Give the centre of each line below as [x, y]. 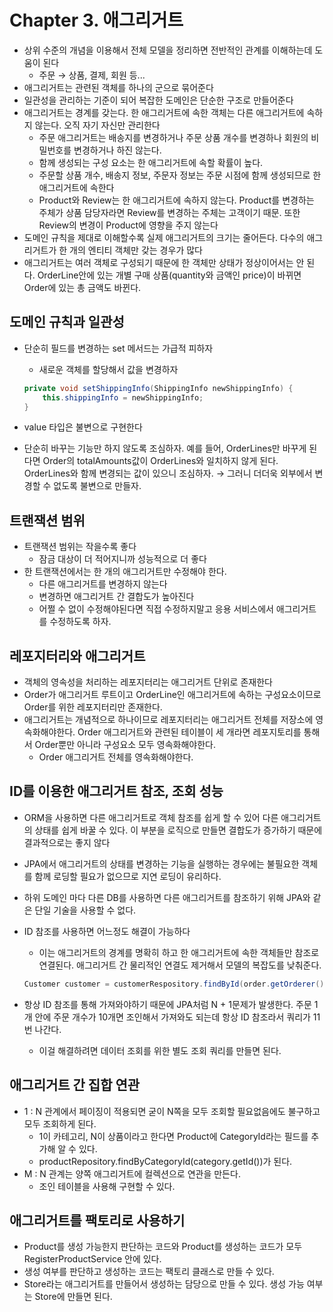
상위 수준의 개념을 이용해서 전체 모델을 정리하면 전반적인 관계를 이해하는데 [168, 50]
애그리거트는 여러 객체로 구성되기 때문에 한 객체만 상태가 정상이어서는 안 [164, 262]
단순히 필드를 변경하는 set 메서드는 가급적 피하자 [118, 348]
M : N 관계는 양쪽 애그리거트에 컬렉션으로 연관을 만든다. [132, 1173]
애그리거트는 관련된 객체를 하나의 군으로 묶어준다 [118, 87]
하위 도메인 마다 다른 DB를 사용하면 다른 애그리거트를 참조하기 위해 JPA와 [167, 897]
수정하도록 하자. [80, 622]
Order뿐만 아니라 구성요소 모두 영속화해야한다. [125, 744]
